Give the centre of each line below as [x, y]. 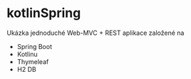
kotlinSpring [44, 13]
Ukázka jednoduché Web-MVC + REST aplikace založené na [95, 33]
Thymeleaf [33, 61]
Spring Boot [35, 46]
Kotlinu [27, 54]
